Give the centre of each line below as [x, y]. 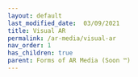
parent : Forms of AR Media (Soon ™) [69, 61]
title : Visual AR [37, 30]
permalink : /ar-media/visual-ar [62, 38]
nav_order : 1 [29, 46]
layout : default [35, 16]
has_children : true [40, 53]
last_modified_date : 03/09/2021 [64, 23]
